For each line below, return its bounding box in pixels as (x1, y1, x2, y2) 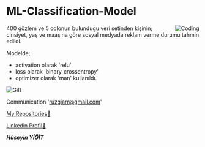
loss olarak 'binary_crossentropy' (15, 67, 99, 75)
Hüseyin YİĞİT (6, 134, 44, 141)
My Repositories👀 (6, 110, 51, 117)
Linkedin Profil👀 (6, 121, 46, 129)
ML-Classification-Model (6, 4, 136, 18)
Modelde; (6, 49, 31, 56)
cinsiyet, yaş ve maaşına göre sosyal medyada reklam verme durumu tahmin (6, 31, 199, 38)
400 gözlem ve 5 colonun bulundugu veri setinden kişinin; (6, 24, 153, 32)
